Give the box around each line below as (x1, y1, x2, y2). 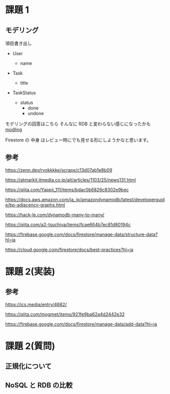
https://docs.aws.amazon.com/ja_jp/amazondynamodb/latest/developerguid (5, 196, 165, 202)
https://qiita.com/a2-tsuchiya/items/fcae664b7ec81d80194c (5, 221, 131, 228)
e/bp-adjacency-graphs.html (5, 202, 65, 208)
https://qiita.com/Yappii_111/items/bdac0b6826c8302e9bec (5, 187, 129, 193)
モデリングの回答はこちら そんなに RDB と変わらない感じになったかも (5, 121, 151, 127)
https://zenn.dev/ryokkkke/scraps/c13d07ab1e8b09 (5, 167, 112, 173)
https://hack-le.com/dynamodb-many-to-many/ (5, 211, 105, 218)
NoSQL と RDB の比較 (5, 381, 73, 389)
